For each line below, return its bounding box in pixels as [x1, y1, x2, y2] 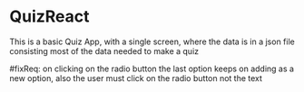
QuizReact [9, 6, 90, 27]
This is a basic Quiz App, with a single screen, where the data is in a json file [9, 36, 295, 47]
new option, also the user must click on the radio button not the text [9, 72, 263, 83]
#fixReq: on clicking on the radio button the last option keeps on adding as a [9, 63, 295, 74]
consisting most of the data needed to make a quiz [9, 45, 200, 56]
